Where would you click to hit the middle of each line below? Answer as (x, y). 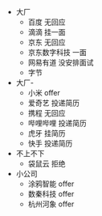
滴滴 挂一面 (47, 32)
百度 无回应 (47, 22)
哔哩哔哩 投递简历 (57, 123)
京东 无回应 (47, 42)
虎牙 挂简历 (47, 133)
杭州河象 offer (51, 204)
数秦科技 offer (51, 194)
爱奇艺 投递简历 (54, 103)
